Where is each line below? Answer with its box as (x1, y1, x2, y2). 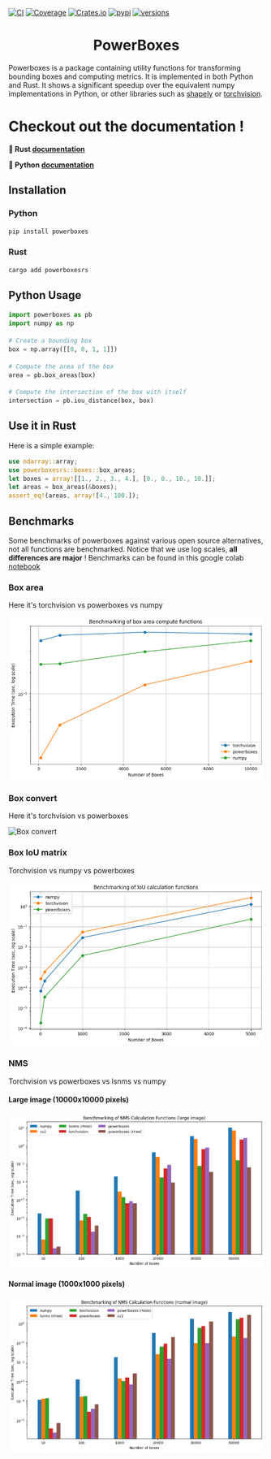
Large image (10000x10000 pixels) (8, 1095, 130, 1105)
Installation (8, 184, 67, 197)
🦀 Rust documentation (8, 144, 85, 154)
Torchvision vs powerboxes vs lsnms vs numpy (8, 1076, 166, 1086)
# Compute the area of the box (8, 362, 114, 370)
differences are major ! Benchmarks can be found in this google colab (8, 553, 244, 563)
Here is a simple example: (8, 440, 95, 450)
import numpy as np (8, 319, 75, 328)
